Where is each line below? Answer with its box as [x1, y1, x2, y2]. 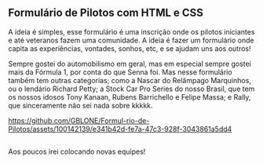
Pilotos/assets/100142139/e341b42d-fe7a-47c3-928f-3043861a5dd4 [8, 124, 232, 133]
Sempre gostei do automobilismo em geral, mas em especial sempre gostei [8, 59, 251, 68]
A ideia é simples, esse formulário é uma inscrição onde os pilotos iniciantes [8, 27, 255, 36]
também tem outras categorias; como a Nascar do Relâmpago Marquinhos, [8, 75, 251, 85]
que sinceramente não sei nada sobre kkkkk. [8, 100, 153, 110]
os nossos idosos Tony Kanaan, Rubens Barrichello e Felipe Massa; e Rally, [8, 92, 251, 101]
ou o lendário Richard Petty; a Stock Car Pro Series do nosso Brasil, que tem [8, 84, 255, 93]
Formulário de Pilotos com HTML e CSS [8, 6, 204, 20]
